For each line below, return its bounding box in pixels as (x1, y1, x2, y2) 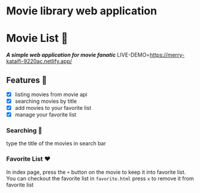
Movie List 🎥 (6, 32, 68, 45)
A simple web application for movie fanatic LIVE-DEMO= (6, 51, 150, 59)
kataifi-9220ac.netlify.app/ (6, 58, 72, 65)
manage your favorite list (14, 111, 77, 118)
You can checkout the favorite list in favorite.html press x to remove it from (6, 174, 194, 182)
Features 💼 (6, 75, 47, 85)
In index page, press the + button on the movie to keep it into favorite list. (6, 169, 186, 176)
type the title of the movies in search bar (6, 140, 107, 147)
